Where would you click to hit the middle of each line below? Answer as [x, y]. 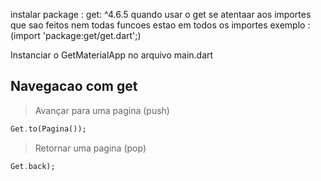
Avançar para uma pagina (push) [102, 110]
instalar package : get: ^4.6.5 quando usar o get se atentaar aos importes [161, 14]
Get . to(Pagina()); [48, 129]
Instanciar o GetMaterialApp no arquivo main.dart [112, 55]
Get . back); [33, 166]
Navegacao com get [74, 86]
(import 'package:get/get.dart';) [76, 35]
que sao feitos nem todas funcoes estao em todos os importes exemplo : [160, 25]
